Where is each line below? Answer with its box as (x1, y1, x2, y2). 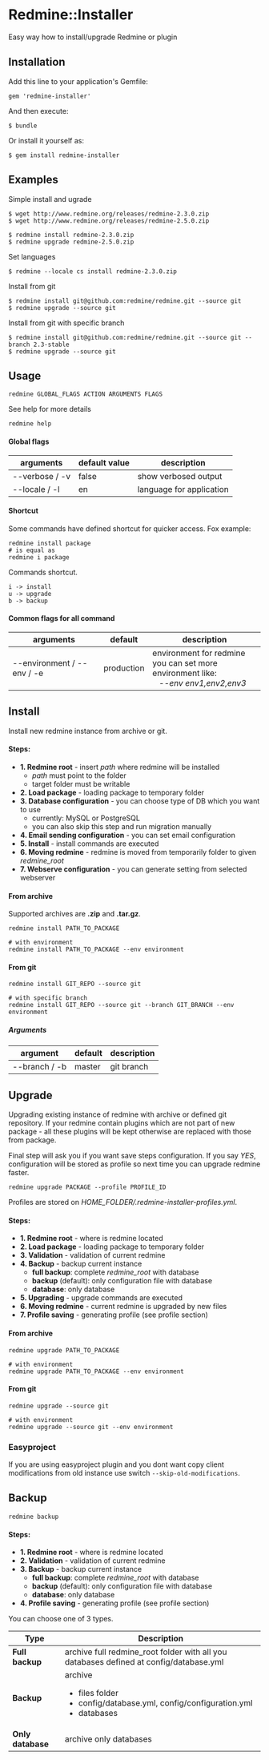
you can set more (151, 657, 218, 668)
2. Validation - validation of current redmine (19, 1556, 166, 1565)
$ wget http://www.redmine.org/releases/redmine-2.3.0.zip (8, 210, 210, 218)
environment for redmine (151, 647, 246, 658)
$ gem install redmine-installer (8, 151, 120, 159)
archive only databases (64, 1734, 152, 1745)
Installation (8, 55, 66, 69)
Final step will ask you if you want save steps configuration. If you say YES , (8, 1151, 256, 1161)
